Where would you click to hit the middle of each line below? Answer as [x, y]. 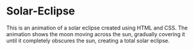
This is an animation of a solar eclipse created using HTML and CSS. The [97, 28]
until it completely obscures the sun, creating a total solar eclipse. [88, 40]
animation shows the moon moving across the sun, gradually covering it [96, 34]
